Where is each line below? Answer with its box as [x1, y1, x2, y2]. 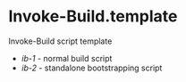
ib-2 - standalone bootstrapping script [21, 62, 163, 73]
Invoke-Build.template [8, 6, 178, 27]
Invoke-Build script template [8, 36, 113, 46]
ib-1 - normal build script [21, 53, 113, 63]
